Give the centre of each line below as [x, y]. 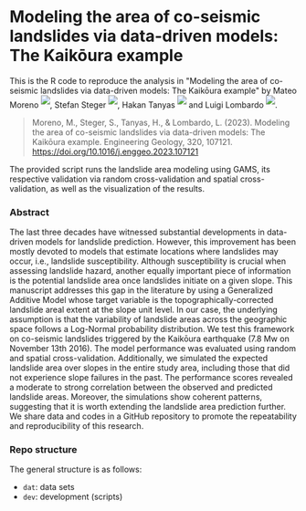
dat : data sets [48, 487]
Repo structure [43, 449]
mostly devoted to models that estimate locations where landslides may [144, 251]
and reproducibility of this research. [77, 425]
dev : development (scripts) [73, 497]
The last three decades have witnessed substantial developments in [137, 232]
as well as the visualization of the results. [127, 188]
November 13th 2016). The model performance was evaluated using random [153, 348]
